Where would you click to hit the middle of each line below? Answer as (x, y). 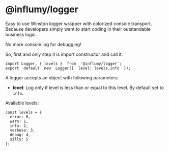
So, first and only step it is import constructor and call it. (64, 54)
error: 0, (20, 117)
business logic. (21, 34)
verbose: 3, (23, 130)
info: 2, (19, 126)
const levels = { (24, 112)
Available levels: (22, 103)
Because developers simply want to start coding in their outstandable (78, 29)
